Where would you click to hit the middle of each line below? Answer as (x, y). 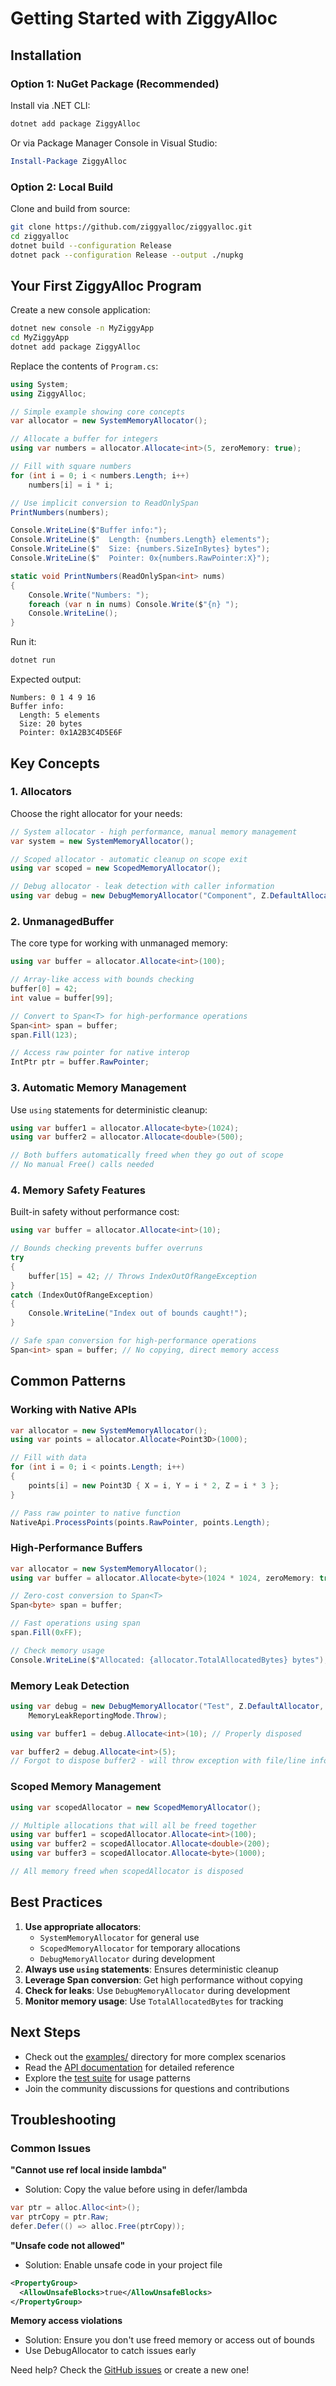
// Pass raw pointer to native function (96, 1513)
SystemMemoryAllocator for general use (119, 1937)
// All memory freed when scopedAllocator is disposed (127, 1872)
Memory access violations (66, 2321)
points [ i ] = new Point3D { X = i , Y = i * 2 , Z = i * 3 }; (154, 1485)
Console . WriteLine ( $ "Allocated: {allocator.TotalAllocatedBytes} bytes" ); (169, 1660)
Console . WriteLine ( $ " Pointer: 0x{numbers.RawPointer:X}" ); (140, 558)
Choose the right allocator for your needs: (96, 813)
